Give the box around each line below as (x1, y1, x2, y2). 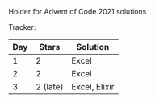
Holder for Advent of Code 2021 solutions (8, 7, 147, 16)
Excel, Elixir (71, 81, 115, 92)
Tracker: (8, 23, 36, 31)
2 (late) (36, 81, 64, 92)
